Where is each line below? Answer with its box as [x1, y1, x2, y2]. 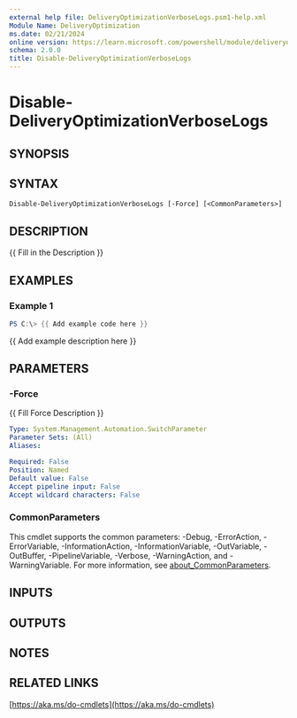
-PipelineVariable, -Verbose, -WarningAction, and [48, 550, 228, 560]
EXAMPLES [9, 273, 73, 288]
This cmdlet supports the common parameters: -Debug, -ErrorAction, [9, 531, 263, 542]
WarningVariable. [9, 560, 72, 570]
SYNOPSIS [9, 146, 70, 161]
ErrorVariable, [9, 541, 60, 552]
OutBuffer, [9, 550, 47, 560]
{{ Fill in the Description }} [9, 247, 104, 258]
